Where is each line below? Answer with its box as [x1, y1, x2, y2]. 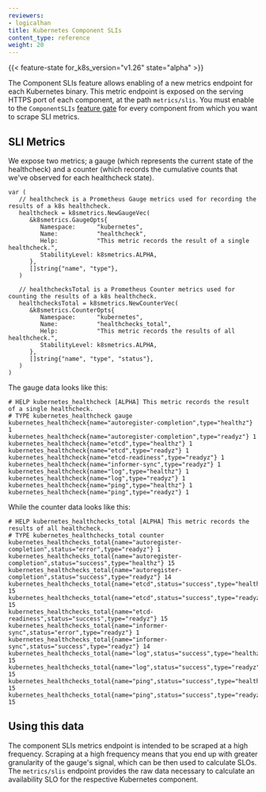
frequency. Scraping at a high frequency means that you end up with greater [8, 749, 258, 759]
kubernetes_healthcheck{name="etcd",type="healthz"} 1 [8, 440, 193, 448]
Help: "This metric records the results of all [40, 327, 236, 335]
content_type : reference [8, 33, 90, 42]
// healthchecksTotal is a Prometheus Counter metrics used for [18, 285, 236, 294]
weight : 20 [8, 41, 44, 49]
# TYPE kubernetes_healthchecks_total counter [8, 531, 165, 540]
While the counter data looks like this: [8, 502, 131, 512]
